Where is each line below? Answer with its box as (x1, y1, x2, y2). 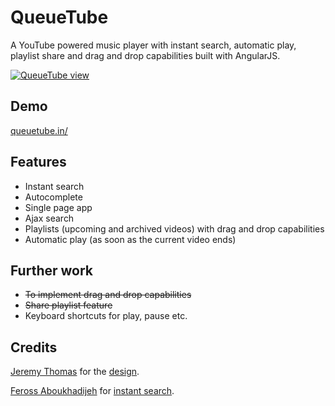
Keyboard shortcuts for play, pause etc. (24, 310, 188, 322)
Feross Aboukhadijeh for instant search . (10, 385, 175, 397)
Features (10, 154, 67, 171)
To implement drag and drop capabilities (24, 289, 192, 301)
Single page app (24, 201, 93, 213)
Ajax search (24, 212, 75, 224)
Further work (10, 262, 94, 279)
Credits (10, 339, 58, 356)
